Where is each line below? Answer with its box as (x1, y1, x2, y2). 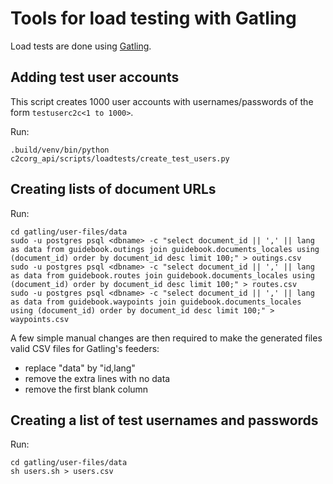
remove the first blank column (24, 383, 149, 395)
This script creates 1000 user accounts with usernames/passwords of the (10, 95, 314, 107)
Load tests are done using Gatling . (10, 40, 152, 52)
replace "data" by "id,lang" (24, 362, 136, 374)
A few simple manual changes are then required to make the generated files (10, 332, 323, 344)
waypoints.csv (10, 314, 70, 324)
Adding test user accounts (10, 69, 180, 86)
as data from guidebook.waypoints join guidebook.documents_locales (10, 297, 302, 307)
